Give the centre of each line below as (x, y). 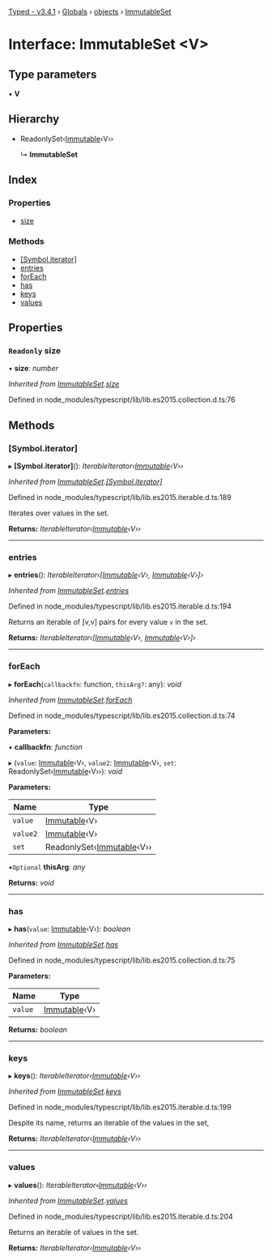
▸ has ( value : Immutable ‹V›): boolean (70, 929)
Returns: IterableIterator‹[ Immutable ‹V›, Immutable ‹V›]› (102, 638)
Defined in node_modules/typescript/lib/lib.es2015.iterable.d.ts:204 (121, 1216)
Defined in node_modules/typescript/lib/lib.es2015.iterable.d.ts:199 (120, 1107)
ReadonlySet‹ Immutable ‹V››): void (66, 771)
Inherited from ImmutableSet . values (68, 1200)
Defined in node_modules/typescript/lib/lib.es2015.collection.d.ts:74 (122, 715)
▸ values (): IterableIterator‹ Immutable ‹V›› (78, 1185)
